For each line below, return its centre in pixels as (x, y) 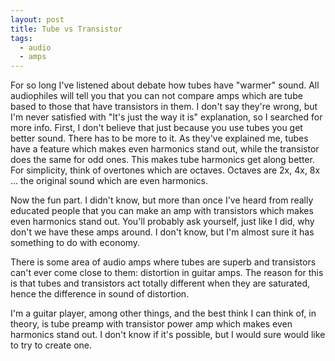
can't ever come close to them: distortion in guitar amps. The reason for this (167, 273)
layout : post (37, 19)
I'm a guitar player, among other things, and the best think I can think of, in (163, 313)
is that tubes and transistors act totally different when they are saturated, (160, 283)
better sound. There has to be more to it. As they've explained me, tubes (159, 138)
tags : (21, 38)
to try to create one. (51, 345)
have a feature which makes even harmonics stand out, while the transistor (165, 149)
